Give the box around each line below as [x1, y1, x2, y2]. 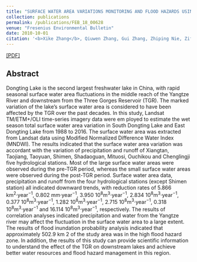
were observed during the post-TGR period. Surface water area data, [6, 171, 173, 179]
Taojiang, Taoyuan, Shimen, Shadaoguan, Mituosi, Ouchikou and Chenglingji [6, 153, 191, 160]
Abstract [6, 69, 39, 79]
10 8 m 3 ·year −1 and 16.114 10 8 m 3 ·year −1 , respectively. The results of [6, 205, 166, 213]
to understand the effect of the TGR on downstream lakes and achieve [6, 243, 176, 250]
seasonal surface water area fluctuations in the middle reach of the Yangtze [6, 90, 189, 97]
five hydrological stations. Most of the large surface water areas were [6, 159, 174, 166]
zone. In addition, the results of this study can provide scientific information [6, 237, 189, 244]
